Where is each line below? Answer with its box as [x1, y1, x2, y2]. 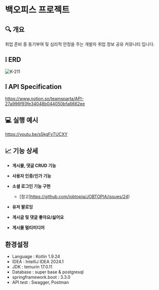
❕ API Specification [5, 83, 62, 91]
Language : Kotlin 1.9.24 [12, 254, 61, 259]
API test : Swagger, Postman [12, 279, 69, 285]
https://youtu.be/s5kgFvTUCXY [5, 131, 68, 137]
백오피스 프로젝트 [5, 4, 70, 16]
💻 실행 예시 [5, 116, 38, 125]
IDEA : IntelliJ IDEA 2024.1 [12, 259, 64, 265]
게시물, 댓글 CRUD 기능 [12, 163, 57, 168]
